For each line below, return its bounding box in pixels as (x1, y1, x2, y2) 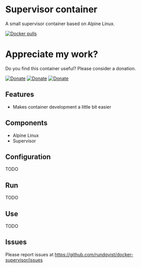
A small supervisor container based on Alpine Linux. (5, 20, 115, 27)
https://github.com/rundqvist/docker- (54, 251, 134, 257)
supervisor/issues (5, 257, 43, 263)
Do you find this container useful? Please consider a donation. (5, 65, 136, 71)
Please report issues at (5, 251, 54, 257)
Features (5, 90, 34, 99)
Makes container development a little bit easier (12, 104, 111, 110)
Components (5, 119, 48, 128)
